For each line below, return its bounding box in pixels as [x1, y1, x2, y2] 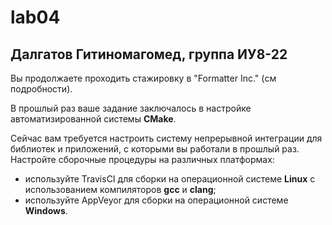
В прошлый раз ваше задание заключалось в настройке [10, 102, 252, 114]
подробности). [10, 83, 73, 95]
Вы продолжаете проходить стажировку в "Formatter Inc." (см [10, 72, 277, 84]
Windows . [24, 205, 68, 216]
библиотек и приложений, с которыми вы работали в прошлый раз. [10, 143, 300, 155]
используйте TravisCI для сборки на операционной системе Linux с [24, 173, 316, 185]
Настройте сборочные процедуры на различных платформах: [10, 154, 275, 165]
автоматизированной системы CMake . [10, 113, 177, 125]
